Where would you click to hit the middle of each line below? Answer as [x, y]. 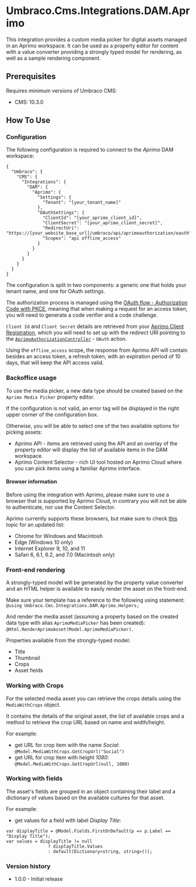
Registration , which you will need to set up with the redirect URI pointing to [96, 333]
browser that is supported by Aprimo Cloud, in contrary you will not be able [97, 501]
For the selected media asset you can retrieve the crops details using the [94, 698]
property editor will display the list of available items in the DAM [91, 450]
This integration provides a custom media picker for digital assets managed [97, 39]
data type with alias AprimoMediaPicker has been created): [76, 623]
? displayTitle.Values [75, 846]
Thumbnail [27, 658]
